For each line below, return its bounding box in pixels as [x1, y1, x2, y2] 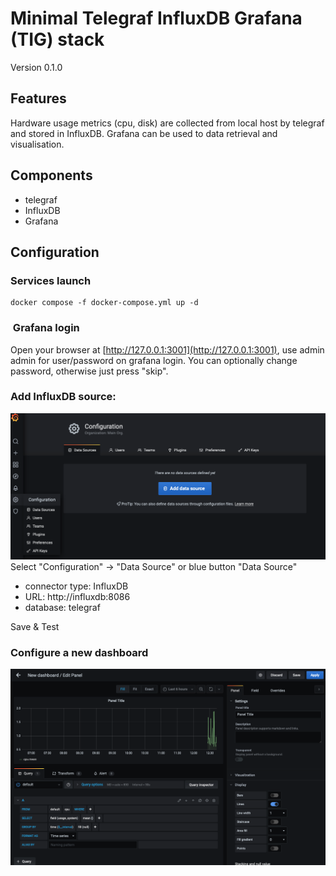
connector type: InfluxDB [24, 580, 129, 592]
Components [10, 167, 93, 184]
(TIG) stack [10, 28, 105, 51]
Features [10, 90, 67, 107]
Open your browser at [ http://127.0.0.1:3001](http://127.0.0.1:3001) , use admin [10, 343, 325, 356]
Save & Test [10, 620, 60, 632]
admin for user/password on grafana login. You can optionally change [10, 354, 298, 366]
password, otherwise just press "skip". [10, 365, 169, 377]
